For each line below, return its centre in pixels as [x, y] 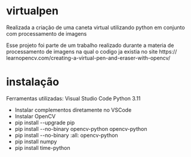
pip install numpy [36, 142]
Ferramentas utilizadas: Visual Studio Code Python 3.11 [73, 98]
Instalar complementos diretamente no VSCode [73, 110]
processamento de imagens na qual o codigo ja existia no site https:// [92, 51]
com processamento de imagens [47, 33]
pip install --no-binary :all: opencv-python [66, 135]
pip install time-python [42, 147]
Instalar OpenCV [35, 116]
